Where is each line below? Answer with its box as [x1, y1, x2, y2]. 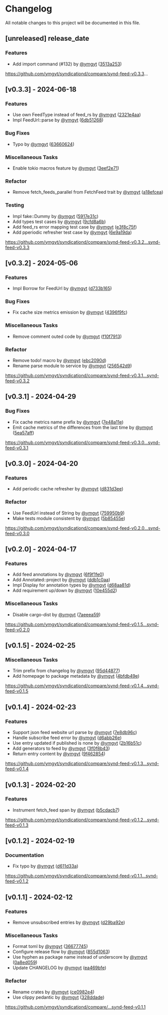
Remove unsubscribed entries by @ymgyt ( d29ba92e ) [12, 919, 125, 925]
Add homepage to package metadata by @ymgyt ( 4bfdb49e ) [12, 673, 140, 679]
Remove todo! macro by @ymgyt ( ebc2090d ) [12, 357, 107, 364]
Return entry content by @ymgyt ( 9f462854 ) [12, 751, 106, 757]
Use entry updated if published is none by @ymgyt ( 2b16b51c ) [12, 740, 142, 746]
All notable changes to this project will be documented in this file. [5, 20, 141, 26]
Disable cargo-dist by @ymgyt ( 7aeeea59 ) [12, 611, 101, 617]
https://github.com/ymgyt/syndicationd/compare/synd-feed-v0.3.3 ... [5, 70, 148, 77]
